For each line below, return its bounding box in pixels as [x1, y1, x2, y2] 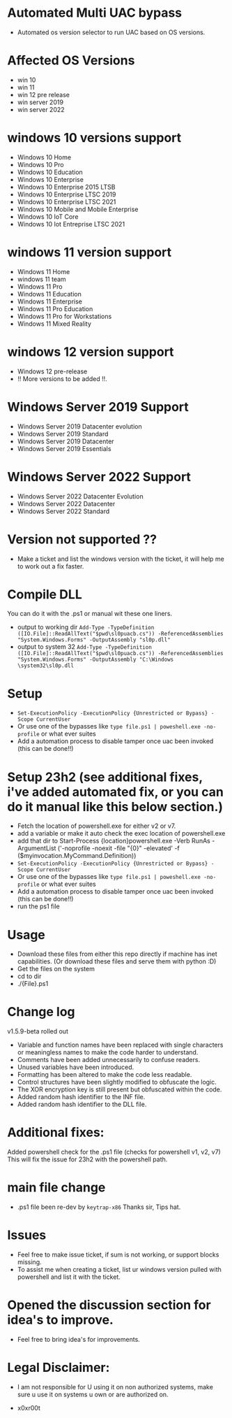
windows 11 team [17, 275, 66, 283]
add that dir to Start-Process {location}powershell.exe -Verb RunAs [17, 837, 210, 845]
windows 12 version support [7, 344, 174, 359]
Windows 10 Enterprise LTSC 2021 [17, 197, 116, 206]
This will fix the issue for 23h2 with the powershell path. [7, 1155, 168, 1163]
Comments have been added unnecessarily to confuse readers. [17, 1056, 201, 1064]
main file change [7, 1180, 106, 1196]
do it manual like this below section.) [7, 798, 224, 815]
